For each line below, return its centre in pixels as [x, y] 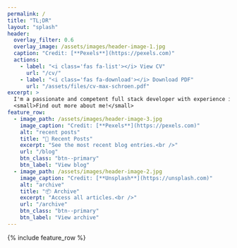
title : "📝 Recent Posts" [56, 138]
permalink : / [26, 14]
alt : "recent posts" [50, 132]
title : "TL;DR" [30, 20]
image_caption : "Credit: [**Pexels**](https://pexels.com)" [110, 125]
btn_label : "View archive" [60, 218]
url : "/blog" [39, 152]
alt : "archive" [42, 184]
